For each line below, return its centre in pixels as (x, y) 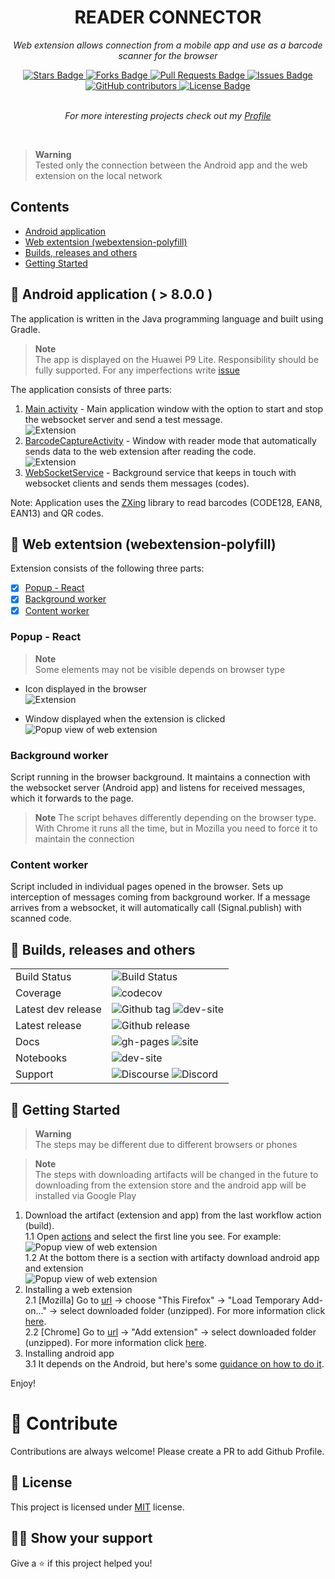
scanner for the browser (168, 55)
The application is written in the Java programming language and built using (167, 318)
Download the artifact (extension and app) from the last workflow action (173, 1215)
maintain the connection (84, 839)
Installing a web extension (78, 1290)
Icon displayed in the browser (85, 688)
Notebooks (41, 1058)
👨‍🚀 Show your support (81, 1538)
